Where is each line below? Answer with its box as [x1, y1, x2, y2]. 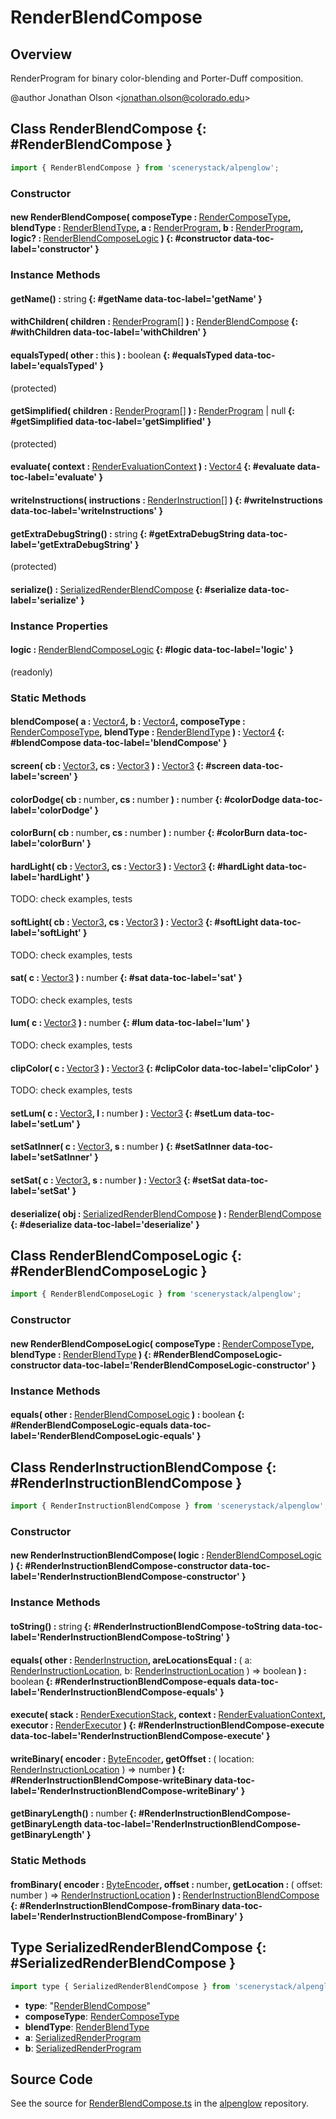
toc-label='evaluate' [10, 471, 98, 483]
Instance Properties [10, 619, 109, 633]
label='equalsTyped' [10, 359, 98, 371]
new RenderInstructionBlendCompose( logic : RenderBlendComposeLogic [10, 1549, 322, 1561]
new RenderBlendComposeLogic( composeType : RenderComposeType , [10, 1337, 315, 1350]
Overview [10, 46, 73, 63]
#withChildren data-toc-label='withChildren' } [10, 326, 207, 338]
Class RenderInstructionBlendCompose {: [10, 1459, 277, 1476]
